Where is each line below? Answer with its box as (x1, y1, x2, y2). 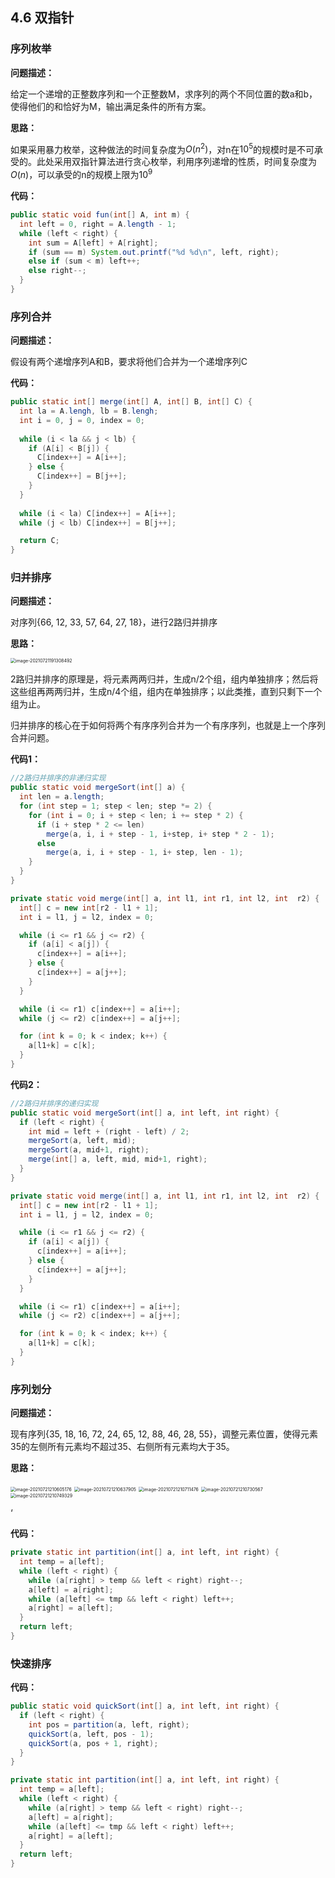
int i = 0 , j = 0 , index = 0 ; (19, 415, 145, 425)
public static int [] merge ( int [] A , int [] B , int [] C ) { (10, 397, 253, 407)
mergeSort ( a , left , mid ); (28, 1136, 137, 1146)
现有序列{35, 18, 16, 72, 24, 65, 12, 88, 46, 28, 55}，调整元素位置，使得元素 (10, 1428, 319, 1440)
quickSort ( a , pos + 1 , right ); (28, 1738, 159, 1748)
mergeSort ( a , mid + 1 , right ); (28, 1145, 150, 1155)
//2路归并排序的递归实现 (10, 1098, 99, 1108)
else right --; (28, 266, 87, 276)
